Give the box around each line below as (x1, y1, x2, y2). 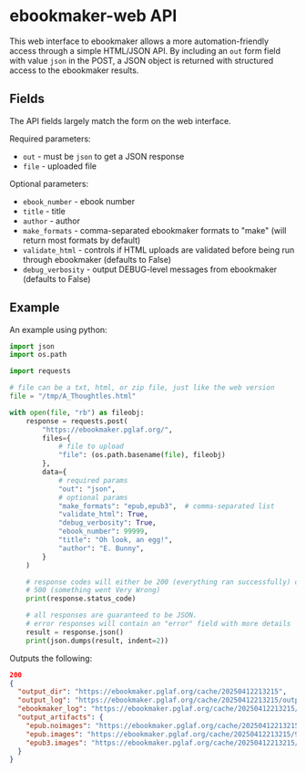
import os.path (9, 350, 67, 360)
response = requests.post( (25, 416, 128, 425)
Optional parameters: (9, 178, 89, 189)
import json (9, 341, 55, 351)
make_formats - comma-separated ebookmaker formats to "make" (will (22, 224, 287, 235)
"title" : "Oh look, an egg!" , (57, 536, 173, 545)
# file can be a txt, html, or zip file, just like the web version (9, 383, 275, 392)
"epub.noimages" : (25, 721, 92, 730)
